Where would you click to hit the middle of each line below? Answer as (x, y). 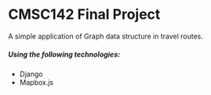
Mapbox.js (36, 82)
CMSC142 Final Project (84, 15)
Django (31, 74)
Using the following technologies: (64, 54)
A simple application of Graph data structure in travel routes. (106, 36)
